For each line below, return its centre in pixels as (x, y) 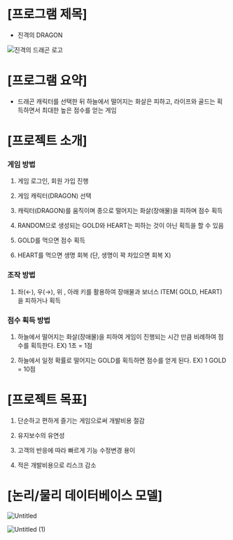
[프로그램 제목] (47, 14)
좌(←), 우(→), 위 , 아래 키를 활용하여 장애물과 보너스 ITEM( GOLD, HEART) (120, 291)
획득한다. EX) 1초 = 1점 (62, 345)
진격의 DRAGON (40, 35)
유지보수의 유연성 (41, 435)
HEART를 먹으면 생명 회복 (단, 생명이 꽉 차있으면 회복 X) (94, 255)
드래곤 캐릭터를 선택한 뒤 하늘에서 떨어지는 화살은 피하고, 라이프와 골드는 (116, 101)
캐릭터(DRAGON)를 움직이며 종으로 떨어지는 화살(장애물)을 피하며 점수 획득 (120, 211)
